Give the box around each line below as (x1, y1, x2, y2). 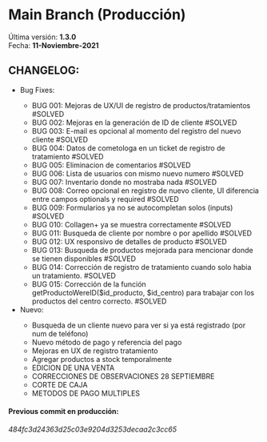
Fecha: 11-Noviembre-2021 (8, 40, 99, 50)
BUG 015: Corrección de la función (31, 279, 146, 289)
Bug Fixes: (19, 85, 55, 94)
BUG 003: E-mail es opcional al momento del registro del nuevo (31, 126, 241, 135)
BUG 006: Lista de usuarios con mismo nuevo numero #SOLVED (31, 168, 244, 178)
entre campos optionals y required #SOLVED (31, 194, 180, 203)
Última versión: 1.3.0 (8, 32, 77, 42)
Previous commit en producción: (8, 407, 119, 416)
